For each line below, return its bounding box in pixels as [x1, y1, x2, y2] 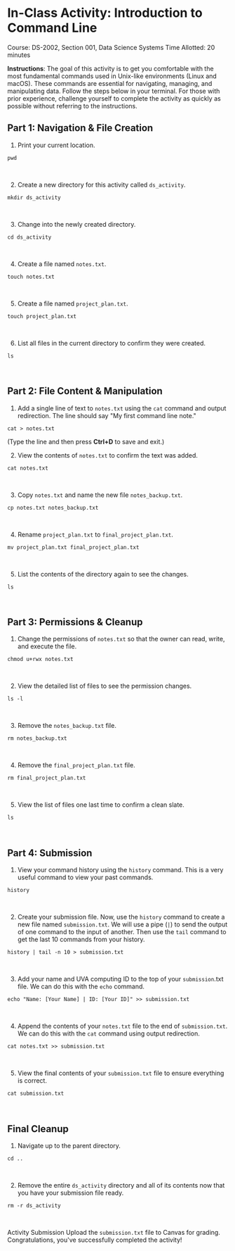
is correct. [17, 1076, 48, 1085]
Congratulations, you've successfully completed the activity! [7, 1236, 182, 1244]
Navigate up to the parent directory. [17, 1142, 121, 1150]
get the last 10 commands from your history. [17, 935, 145, 944]
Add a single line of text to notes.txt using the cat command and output [17, 403, 227, 413]
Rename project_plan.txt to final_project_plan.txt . [17, 530, 174, 539]
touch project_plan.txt [7, 313, 77, 320]
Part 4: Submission [7, 847, 93, 859]
